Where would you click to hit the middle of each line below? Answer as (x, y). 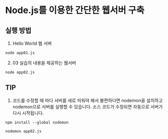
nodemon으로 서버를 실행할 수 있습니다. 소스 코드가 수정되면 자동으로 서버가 (88, 106)
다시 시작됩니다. (28, 113)
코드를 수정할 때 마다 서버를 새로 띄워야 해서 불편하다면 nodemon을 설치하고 (88, 100)
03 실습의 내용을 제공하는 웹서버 (44, 63)
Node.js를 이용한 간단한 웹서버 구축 (75, 10)
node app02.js (20, 72)
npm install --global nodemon (37, 122)
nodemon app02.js (23, 131)
